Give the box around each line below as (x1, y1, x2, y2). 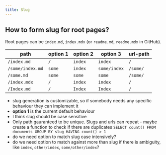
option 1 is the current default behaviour (12, 108, 95, 114)
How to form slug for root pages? (5, 26, 109, 34)
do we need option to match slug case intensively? (12, 134, 116, 140)
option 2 (73, 51, 93, 58)
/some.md (7, 73, 28, 78)
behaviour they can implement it (12, 103, 79, 109)
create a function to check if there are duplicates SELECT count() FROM (12, 124, 156, 130)
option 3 (101, 51, 121, 58)
